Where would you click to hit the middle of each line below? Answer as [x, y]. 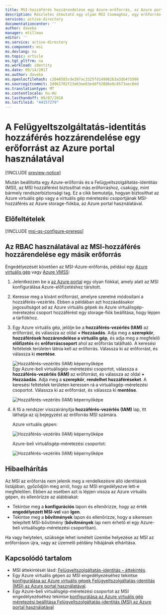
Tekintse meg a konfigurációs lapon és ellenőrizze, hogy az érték [80, 506]
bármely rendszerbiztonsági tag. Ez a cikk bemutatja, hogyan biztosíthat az [82, 193]
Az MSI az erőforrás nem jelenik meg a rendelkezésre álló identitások [76, 481]
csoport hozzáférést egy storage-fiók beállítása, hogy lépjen [98, 312]
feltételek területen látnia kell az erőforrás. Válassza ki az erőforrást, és [85, 348]
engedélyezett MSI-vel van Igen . [46, 512]
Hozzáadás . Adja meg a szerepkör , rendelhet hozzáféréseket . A [79, 379]
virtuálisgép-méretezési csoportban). [59, 528]
